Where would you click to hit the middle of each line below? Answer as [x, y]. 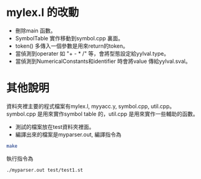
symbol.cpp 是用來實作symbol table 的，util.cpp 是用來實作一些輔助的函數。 [102, 114]
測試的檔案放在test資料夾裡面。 [55, 126]
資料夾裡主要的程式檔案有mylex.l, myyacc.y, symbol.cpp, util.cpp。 [91, 106]
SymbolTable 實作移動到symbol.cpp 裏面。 [69, 38]
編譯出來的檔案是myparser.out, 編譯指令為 [68, 134]
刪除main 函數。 [35, 31]
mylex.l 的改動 [43, 13]
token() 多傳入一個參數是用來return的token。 [72, 46]
